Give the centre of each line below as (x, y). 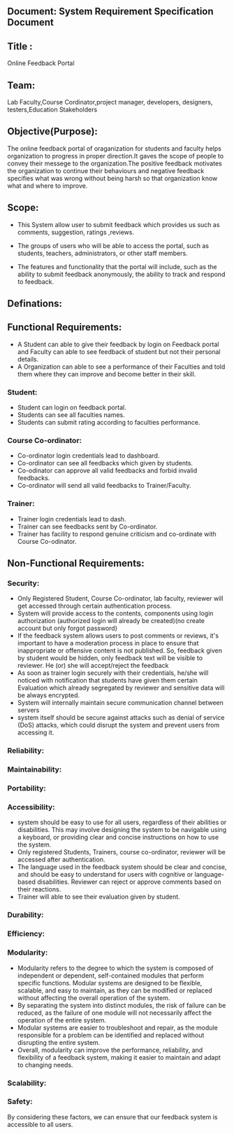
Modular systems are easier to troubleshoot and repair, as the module (117, 1027)
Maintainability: (35, 770)
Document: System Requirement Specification (111, 12)
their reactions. (39, 889)
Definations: (35, 304)
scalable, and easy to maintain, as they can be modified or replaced (115, 990)
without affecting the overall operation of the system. (94, 997)
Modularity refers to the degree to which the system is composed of (115, 968)
